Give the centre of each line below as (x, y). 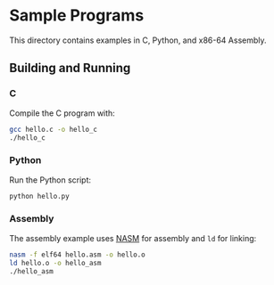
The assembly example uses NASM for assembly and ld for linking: (133, 238)
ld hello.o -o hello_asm (55, 263)
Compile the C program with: (62, 113)
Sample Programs (77, 16)
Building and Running (70, 68)
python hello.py (39, 196)
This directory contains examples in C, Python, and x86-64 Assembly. (138, 40)
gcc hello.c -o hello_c (54, 129)
